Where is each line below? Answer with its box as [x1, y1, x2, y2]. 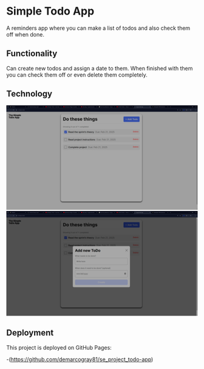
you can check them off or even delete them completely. [6, 71, 148, 78]
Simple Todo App [6, 4, 95, 18]
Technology [6, 89, 53, 99]
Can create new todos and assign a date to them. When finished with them [6, 64, 193, 72]
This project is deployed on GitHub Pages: [6, 343, 112, 351]
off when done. [6, 30, 44, 38]
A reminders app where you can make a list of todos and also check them [6, 24, 191, 32]
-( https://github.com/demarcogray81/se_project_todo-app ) [6, 356, 154, 363]
